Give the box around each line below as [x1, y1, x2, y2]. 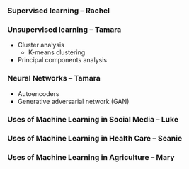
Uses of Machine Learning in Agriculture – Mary [7, 153, 175, 163]
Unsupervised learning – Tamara [7, 24, 122, 34]
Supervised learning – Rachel [7, 6, 110, 16]
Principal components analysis [17, 56, 108, 64]
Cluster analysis [17, 41, 65, 49]
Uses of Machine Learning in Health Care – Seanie [7, 134, 183, 144]
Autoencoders [17, 89, 59, 98]
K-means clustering [28, 48, 86, 57]
